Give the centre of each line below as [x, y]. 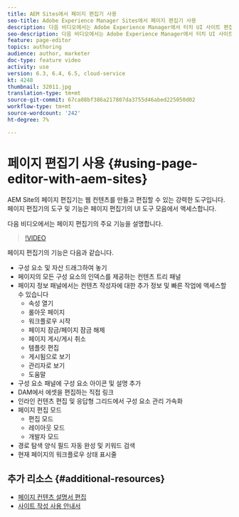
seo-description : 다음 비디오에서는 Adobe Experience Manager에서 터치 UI [111, 34]
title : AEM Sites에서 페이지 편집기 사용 [62, 14]
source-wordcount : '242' [44, 113]
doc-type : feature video [44, 60]
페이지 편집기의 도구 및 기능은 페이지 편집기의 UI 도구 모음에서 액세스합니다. [112, 208]
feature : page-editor [39, 41]
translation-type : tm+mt [44, 93]
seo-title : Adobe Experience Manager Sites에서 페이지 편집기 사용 [102, 21]
